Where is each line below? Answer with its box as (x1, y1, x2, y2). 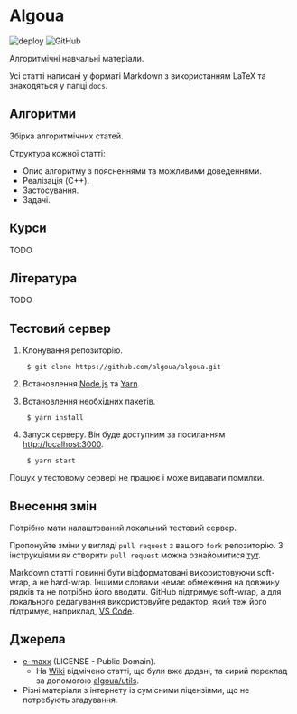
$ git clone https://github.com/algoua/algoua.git (26, 363, 221, 372)
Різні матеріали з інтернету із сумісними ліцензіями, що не (22, 684, 250, 695)
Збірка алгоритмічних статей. (9, 130, 124, 141)
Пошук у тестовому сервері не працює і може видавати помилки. (9, 472, 265, 483)
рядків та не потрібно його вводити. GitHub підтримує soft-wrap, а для (9, 586, 282, 597)
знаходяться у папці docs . (9, 80, 108, 90)
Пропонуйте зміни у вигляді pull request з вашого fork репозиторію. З (9, 540, 283, 550)
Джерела (9, 632, 66, 647)
